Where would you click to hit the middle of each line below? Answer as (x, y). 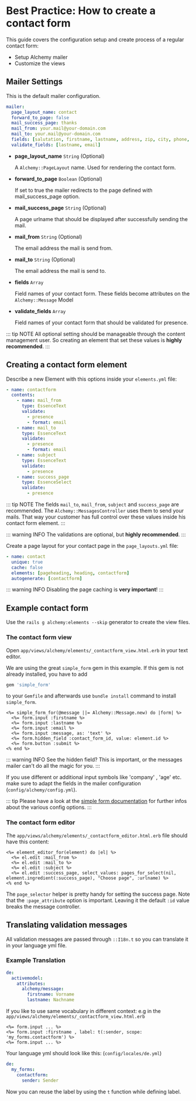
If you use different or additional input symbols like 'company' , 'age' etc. (94, 777)
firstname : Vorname (51, 995)
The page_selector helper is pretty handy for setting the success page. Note (98, 894)
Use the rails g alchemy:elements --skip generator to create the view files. (98, 622)
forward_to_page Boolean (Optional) (58, 179)
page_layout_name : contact (44, 112)
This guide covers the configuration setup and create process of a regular (95, 39)
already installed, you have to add (47, 674)
